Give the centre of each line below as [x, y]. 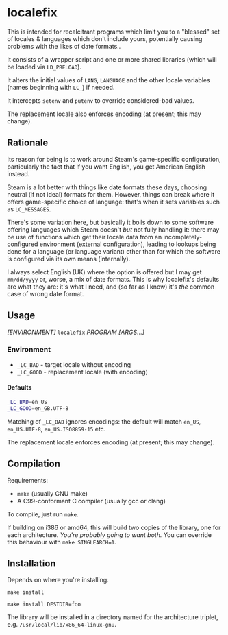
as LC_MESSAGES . [29, 209]
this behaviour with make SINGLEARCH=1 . [62, 542]
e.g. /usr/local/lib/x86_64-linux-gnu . [62, 625]
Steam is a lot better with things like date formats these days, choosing [107, 187]
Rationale [28, 143]
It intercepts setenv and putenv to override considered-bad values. [101, 100]
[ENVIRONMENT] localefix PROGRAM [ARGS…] [76, 332]
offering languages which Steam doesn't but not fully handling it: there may [113, 229]
